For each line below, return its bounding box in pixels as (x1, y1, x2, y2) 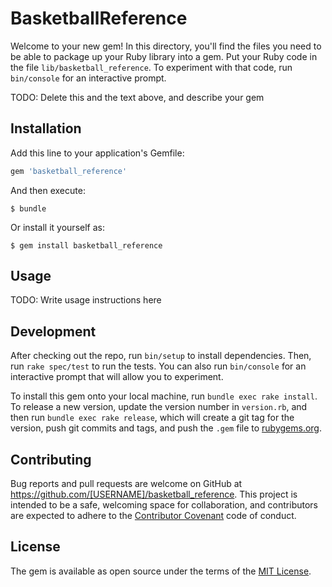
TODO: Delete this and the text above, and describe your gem (10, 91, 265, 103)
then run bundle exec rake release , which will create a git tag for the (10, 412, 295, 424)
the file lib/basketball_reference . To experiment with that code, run (10, 61, 293, 73)
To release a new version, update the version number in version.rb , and (10, 401, 308, 413)
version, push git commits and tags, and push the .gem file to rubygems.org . (10, 422, 323, 434)
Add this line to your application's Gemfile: (10, 147, 185, 159)
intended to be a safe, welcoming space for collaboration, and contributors (10, 499, 318, 511)
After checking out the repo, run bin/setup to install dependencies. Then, (10, 350, 312, 362)
